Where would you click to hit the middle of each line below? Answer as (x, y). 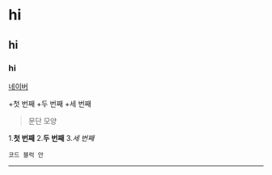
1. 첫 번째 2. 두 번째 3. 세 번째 (51, 138)
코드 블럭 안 (26, 155)
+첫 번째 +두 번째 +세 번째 (50, 104)
